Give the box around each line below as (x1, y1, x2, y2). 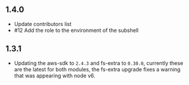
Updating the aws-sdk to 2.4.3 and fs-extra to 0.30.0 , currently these (14, 59, 184, 67)
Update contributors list (14, 20, 72, 27)
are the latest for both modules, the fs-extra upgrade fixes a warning (14, 66, 181, 73)
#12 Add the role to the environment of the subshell (14, 27, 139, 34)
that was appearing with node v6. (14, 72, 95, 79)
